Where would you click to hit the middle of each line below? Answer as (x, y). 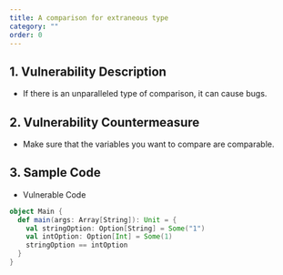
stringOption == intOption (77, 245)
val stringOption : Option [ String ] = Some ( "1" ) (116, 229)
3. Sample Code (56, 173)
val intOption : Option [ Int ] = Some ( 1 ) (99, 237)
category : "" (34, 26)
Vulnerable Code (54, 194)
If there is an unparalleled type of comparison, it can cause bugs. (145, 94)
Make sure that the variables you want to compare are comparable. (148, 144)
